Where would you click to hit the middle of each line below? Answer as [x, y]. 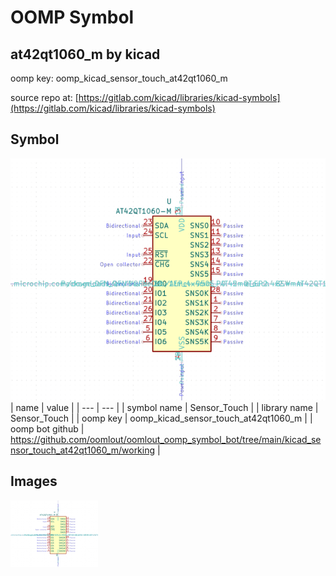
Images [34, 481]
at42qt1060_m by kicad [85, 54]
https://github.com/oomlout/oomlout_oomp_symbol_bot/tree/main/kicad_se [166, 440]
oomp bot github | [47, 429]
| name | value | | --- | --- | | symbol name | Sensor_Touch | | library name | [164, 408]
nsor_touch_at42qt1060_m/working [83, 450]
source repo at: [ [44, 97]
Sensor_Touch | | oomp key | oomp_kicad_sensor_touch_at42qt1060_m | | [161, 418]
